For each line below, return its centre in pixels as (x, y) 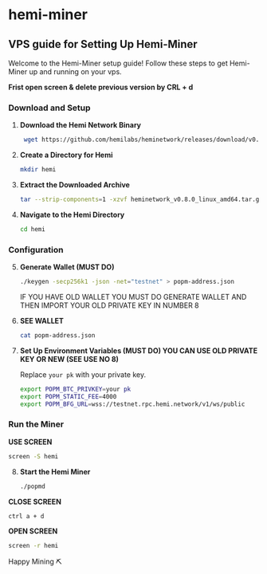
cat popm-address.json (57, 335)
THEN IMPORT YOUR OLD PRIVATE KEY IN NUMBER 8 (109, 305)
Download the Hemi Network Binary (80, 125)
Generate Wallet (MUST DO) (67, 267)
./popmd (32, 486)
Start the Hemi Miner (55, 471)
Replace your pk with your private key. (82, 374)
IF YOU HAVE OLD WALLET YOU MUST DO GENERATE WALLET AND (133, 297)
